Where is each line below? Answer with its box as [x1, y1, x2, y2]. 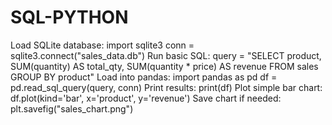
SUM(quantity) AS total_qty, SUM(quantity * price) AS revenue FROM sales [10, 60, 319, 72]
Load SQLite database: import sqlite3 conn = [10, 39, 195, 51]
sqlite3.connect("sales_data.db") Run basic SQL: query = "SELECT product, [10, 49, 322, 61]
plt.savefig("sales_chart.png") [10, 102, 134, 115]
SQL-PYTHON [10, 6, 129, 29]
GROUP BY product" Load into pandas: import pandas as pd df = [10, 71, 278, 83]
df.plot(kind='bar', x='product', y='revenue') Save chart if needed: [10, 92, 282, 104]
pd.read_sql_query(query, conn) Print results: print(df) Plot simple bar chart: [10, 81, 323, 93]
